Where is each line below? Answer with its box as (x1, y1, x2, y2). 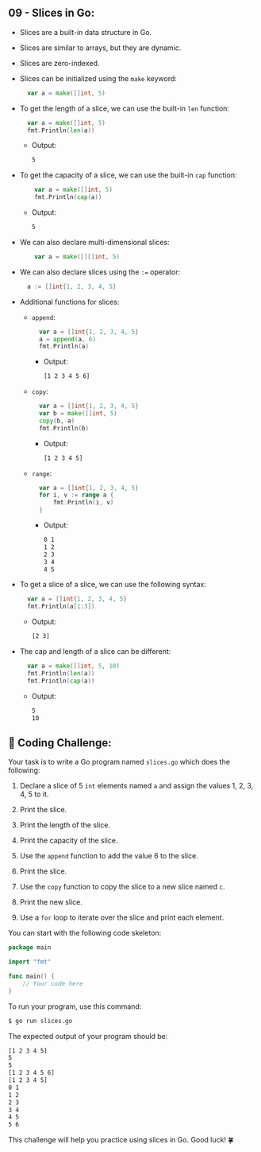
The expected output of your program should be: (8, 1031, 168, 1041)
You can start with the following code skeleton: (8, 928, 162, 938)
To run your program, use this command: (8, 1002, 142, 1011)
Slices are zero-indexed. (19, 58, 100, 68)
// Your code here (22, 979, 83, 987)
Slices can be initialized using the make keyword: (19, 73, 177, 83)
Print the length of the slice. (19, 820, 111, 830)
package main (8, 944, 52, 952)
